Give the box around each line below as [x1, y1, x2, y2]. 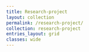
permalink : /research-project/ [6, 20, 84, 26]
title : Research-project [6, 8, 68, 15]
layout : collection [6, 14, 55, 20]
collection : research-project [6, 25, 81, 32]
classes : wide [6, 36, 42, 42]
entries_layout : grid [6, 31, 60, 37]
